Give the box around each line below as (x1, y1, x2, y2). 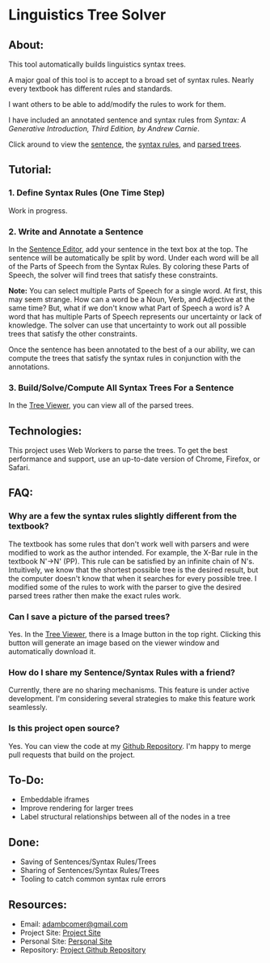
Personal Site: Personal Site (19, 936, 112, 946)
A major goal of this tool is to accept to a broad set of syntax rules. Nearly (8, 75, 255, 84)
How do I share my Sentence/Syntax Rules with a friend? (8, 667, 236, 678)
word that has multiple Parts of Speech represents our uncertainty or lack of (8, 311, 263, 321)
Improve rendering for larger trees (19, 803, 133, 813)
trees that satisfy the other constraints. (8, 328, 137, 338)
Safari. (8, 463, 31, 473)
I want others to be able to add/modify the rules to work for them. (8, 100, 226, 109)
